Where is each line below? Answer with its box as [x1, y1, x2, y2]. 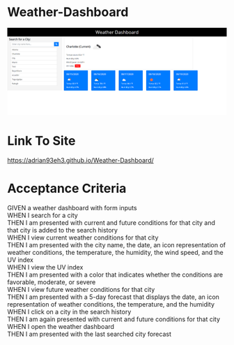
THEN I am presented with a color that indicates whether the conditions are [7, 270, 224, 279]
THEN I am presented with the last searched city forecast [7, 330, 172, 338]
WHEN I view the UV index [7, 263, 84, 271]
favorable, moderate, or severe [7, 277, 96, 286]
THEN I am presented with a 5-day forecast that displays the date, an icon [7, 293, 219, 301]
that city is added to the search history [7, 226, 118, 234]
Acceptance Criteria [7, 181, 127, 196]
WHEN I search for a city [7, 211, 78, 219]
